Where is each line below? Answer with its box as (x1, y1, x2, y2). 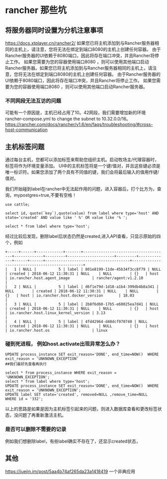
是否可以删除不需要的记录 (5, 426, 67, 433)
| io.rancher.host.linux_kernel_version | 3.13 (5, 311, 106, 316)
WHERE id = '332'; (5, 397, 43, 402)
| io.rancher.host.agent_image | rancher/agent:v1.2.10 (5, 276, 143, 281)
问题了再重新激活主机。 (18, 412, 66, 418)
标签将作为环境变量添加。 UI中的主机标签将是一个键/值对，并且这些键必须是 (5, 163, 161, 169)
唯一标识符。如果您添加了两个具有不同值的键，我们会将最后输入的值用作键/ (5, 169, 160, 175)
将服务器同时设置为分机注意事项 (5, 26, 103, 34)
